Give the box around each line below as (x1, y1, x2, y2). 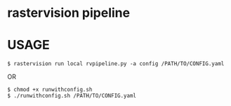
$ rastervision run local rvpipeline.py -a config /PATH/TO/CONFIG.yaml (7, 60, 225, 67)
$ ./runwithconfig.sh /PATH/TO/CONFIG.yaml (7, 93, 137, 100)
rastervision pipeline (7, 5, 131, 21)
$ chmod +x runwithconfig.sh (7, 86, 93, 93)
